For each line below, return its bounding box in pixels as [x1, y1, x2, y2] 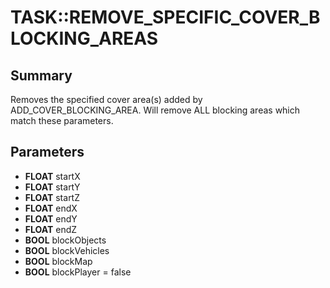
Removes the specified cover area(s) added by [10, 94, 203, 105]
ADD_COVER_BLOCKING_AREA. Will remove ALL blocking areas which [10, 104, 301, 116]
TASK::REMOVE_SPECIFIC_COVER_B [10, 6, 321, 29]
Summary [10, 67, 73, 84]
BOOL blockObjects [24, 234, 107, 246]
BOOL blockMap [24, 255, 93, 267]
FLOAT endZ [24, 223, 78, 235]
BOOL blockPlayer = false [24, 266, 132, 278]
